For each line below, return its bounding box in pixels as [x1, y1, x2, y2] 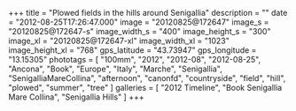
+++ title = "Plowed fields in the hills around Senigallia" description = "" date [8, 8, 288, 18]
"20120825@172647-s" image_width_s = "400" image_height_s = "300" [8, 26, 271, 36]
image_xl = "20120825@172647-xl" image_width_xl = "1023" [8, 35, 230, 46]
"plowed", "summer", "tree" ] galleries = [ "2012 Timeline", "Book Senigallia [8, 83, 283, 92]
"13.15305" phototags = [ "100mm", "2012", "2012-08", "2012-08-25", [8, 55, 261, 64]
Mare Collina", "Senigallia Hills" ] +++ [8, 92, 144, 102]
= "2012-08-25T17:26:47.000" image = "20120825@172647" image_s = [8, 17, 269, 27]
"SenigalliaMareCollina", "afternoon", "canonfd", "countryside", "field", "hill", [8, 73, 286, 83]
